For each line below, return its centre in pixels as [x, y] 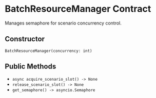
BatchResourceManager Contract [78, 9]
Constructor [25, 39]
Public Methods [31, 67]
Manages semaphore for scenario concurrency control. [63, 23]
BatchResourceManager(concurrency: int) [49, 51]
